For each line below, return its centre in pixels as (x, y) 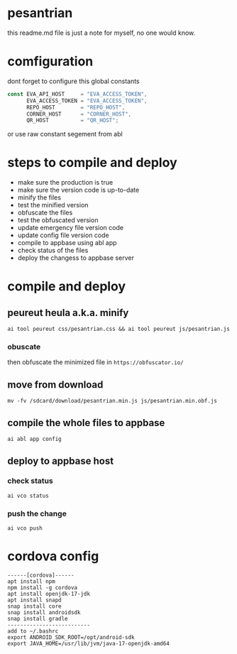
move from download (55, 385)
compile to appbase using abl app (67, 243)
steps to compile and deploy (92, 163)
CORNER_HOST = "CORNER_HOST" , (79, 114)
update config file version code (63, 235)
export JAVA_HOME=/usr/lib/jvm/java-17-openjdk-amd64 (89, 644)
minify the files (39, 197)
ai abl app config (34, 439)
